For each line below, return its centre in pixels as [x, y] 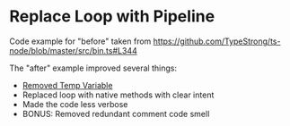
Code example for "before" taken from [80, 41]
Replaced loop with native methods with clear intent [118, 95]
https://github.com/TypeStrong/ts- [217, 41]
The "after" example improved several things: [93, 68]
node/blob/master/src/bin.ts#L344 [73, 50]
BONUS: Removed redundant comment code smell [116, 113]
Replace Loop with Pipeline [112, 17]
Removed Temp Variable [67, 85]
